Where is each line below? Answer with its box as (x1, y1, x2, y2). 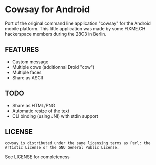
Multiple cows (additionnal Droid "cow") (12, 64, 95, 70)
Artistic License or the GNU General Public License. (5, 145, 120, 150)
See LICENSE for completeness (5, 154, 70, 160)
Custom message (12, 59, 49, 65)
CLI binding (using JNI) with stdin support (12, 113, 98, 119)
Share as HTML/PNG (12, 102, 56, 108)
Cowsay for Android (5, 4, 90, 15)
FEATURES (5, 45, 39, 54)
